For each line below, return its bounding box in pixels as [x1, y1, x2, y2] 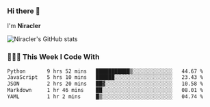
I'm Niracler [7, 22, 41, 30]
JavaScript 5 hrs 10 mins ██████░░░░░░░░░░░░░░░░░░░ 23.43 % [7, 74, 204, 81]
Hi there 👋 [7, 6, 41, 16]
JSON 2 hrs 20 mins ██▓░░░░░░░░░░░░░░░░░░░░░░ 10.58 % [7, 80, 204, 88]
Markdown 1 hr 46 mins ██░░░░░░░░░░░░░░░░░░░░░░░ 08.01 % [7, 87, 204, 94]
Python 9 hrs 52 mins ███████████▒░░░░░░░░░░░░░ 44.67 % [7, 68, 204, 75]
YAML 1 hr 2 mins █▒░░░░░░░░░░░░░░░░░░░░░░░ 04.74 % [7, 93, 204, 100]
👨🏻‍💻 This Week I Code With [7, 52, 100, 62]
